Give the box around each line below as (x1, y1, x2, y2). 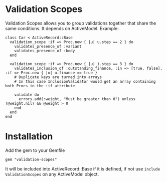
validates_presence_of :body (14, 48, 75, 53)
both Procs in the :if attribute (5, 83, 75, 88)
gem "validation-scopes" (5, 157, 57, 162)
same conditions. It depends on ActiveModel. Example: (5, 25, 119, 31)
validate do (14, 92, 39, 97)
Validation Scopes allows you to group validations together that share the (5, 20, 156, 26)
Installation (5, 131, 53, 142)
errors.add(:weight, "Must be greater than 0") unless (18, 96, 136, 101)
